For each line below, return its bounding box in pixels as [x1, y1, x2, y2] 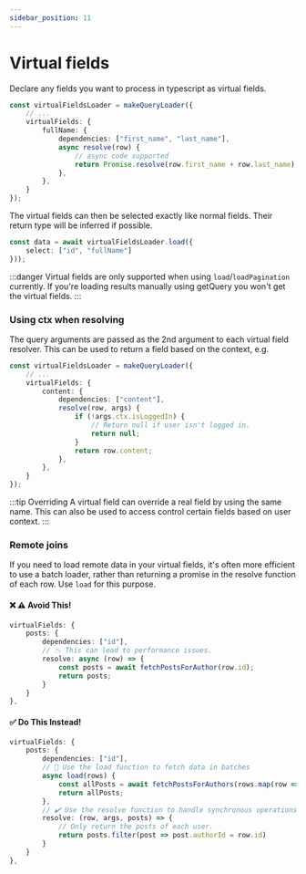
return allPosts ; [57, 788, 125, 797]
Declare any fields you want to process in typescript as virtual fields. [9, 83, 267, 94]
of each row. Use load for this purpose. [9, 578, 157, 589]
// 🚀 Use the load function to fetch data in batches [42, 763, 250, 772]
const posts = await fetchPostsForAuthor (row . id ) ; [57, 662, 255, 671]
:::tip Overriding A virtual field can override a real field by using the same [9, 496, 282, 507]
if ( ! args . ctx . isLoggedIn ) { [74, 412, 185, 421]
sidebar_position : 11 [9, 13, 92, 23]
